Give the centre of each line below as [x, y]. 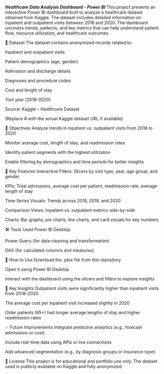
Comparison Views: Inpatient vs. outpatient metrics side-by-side [70, 210]
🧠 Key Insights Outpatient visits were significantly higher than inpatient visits [82, 288]
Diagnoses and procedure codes [38, 81]
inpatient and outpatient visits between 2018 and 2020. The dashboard [77, 23]
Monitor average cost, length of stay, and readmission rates [65, 143]
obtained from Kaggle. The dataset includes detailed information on [73, 17]
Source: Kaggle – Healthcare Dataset [42, 109]
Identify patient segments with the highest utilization [58, 152]
